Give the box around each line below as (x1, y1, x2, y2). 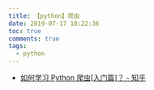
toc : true (8, 27, 42, 35)
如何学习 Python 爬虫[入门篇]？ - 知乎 (19, 73, 146, 82)
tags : (8, 42, 27, 50)
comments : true (8, 34, 60, 43)
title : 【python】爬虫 (8, 11, 80, 20)
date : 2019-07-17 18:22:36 (8, 19, 100, 28)
